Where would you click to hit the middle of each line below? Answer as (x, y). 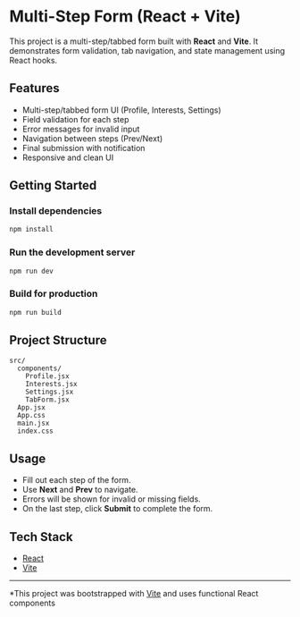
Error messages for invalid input (81, 129)
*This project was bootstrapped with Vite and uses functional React (134, 594)
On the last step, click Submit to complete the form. (117, 509)
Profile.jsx (47, 376)
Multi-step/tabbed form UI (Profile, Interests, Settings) (121, 110)
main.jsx (33, 423)
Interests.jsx (51, 385)
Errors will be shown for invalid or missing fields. (111, 499)
